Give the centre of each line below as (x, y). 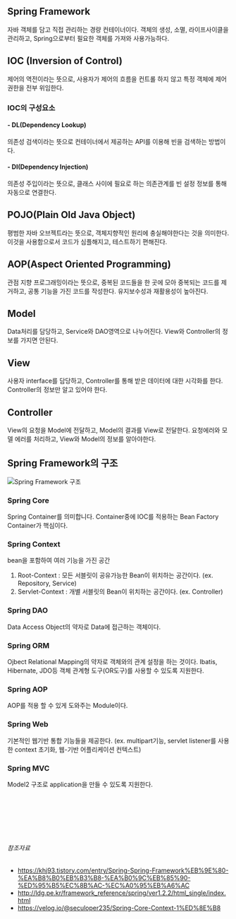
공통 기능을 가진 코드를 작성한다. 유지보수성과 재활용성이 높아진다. (118, 291)
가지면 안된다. (39, 340)
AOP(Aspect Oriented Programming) (89, 264)
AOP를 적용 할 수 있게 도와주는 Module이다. (68, 706)
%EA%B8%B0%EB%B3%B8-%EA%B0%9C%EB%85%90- (104, 877)
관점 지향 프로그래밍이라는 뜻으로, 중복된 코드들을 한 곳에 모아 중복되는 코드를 (113, 282)
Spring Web (28, 724)
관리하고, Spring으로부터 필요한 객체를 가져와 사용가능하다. (88, 38)
